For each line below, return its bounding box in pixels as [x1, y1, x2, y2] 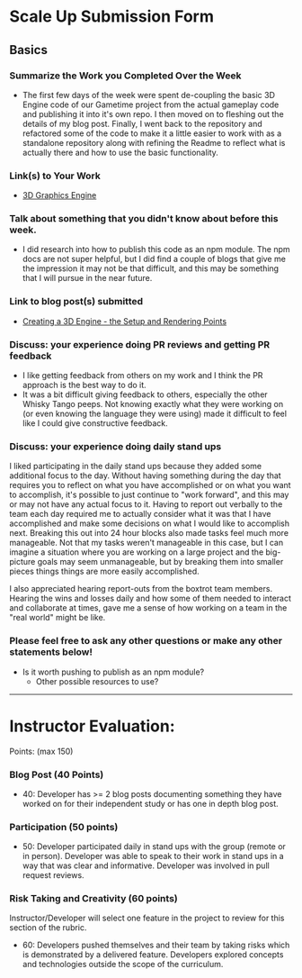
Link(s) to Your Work [9, 169, 101, 182]
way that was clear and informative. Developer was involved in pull [22, 860, 270, 871]
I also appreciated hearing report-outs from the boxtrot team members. [9, 584, 272, 594]
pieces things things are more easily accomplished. [9, 566, 200, 577]
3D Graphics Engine [22, 190, 97, 201]
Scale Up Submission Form [9, 6, 214, 27]
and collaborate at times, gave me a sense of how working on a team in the [9, 602, 288, 613]
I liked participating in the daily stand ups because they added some [9, 461, 262, 472]
